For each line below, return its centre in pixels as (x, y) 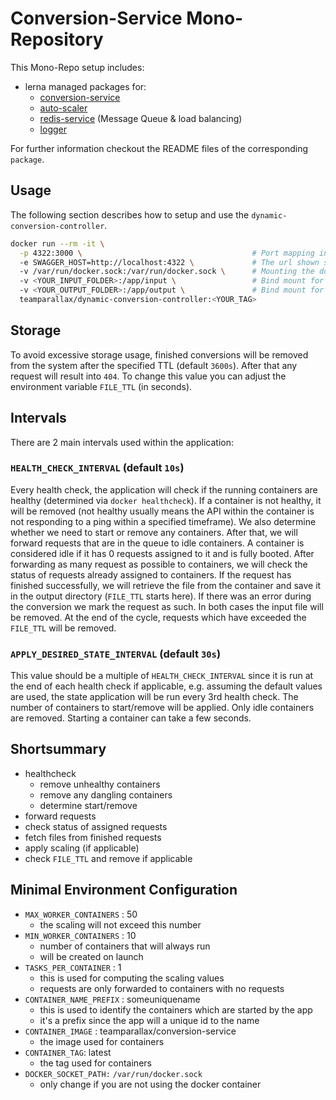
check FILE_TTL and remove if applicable (108, 858)
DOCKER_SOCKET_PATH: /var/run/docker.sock (113, 1074)
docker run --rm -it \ (57, 243)
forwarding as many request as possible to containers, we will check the (159, 564)
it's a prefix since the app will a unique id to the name (149, 1020)
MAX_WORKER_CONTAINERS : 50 (81, 914)
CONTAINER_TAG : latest (68, 1052)
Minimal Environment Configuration (124, 890)
